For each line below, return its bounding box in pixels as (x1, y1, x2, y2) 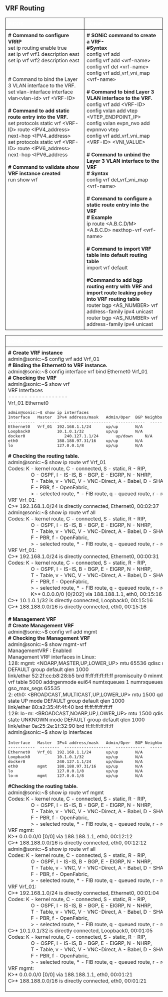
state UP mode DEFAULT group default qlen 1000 (8, 697, 125, 704)
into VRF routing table (86, 295, 140, 302)
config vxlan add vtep (86, 107, 138, 114)
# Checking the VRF (8, 374, 56, 381)
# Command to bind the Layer (8, 75, 78, 82)
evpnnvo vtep (86, 126, 119, 133)
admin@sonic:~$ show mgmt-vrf (8, 640, 86, 647)
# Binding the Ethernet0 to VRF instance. (8, 362, 107, 369)
